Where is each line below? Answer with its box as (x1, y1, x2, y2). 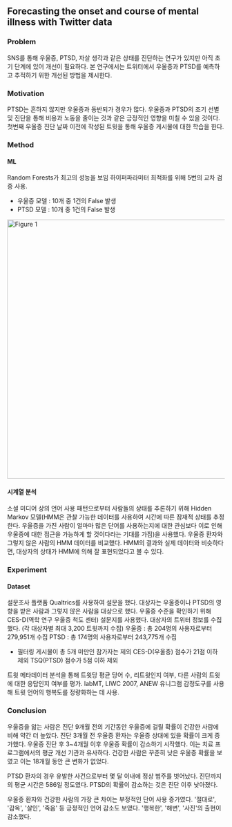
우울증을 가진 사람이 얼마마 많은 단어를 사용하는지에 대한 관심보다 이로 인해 (21, 522, 223, 530)
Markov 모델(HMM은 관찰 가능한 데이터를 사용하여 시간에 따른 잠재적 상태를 (7, 513, 212, 521)
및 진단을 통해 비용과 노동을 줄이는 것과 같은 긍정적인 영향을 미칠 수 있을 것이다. (7, 113, 221, 122)
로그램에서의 (7, 748, 41, 757)
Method (7, 140, 35, 149)
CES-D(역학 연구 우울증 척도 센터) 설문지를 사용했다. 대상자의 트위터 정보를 (7, 616, 209, 624)
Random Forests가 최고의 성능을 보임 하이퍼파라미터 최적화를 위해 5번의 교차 (7, 173, 215, 182)
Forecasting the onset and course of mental (7, 6, 199, 17)
